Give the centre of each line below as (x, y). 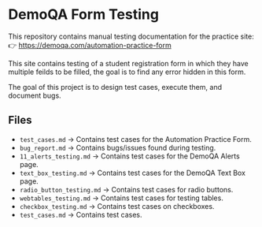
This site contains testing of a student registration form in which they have (129, 63)
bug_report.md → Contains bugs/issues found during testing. (118, 147)
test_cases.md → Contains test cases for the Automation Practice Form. (135, 139)
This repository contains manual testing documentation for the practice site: (131, 36)
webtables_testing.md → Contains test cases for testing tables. (122, 198)
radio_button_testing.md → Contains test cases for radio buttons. (126, 189)
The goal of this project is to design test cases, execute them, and (115, 87)
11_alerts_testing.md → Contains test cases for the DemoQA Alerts (129, 156)
